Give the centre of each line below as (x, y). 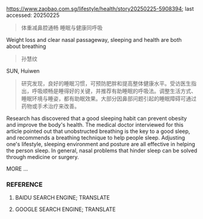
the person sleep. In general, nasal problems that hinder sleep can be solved (102, 150)
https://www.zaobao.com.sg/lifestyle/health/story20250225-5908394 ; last (100, 9)
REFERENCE (25, 184)
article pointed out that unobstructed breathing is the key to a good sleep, (98, 131)
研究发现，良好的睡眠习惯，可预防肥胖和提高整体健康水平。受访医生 (106, 83)
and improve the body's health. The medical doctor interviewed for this (95, 125)
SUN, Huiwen (23, 71)
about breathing (26, 46)
